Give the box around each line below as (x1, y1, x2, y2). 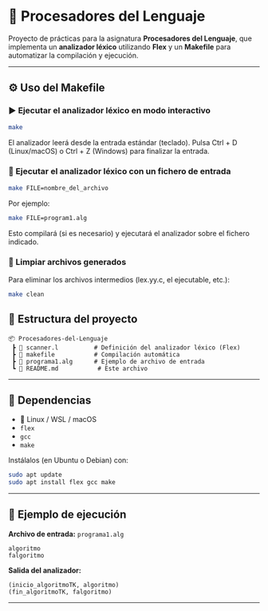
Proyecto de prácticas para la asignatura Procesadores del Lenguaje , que (8, 34, 253, 43)
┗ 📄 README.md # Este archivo (11, 365, 148, 373)
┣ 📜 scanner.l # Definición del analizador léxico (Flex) (11, 343, 241, 352)
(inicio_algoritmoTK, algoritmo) (8, 581, 120, 589)
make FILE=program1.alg (8, 214, 88, 222)
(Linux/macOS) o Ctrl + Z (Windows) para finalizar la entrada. (8, 146, 210, 156)
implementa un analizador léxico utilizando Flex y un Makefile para (8, 41, 231, 51)
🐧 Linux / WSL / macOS (19, 415, 97, 424)
